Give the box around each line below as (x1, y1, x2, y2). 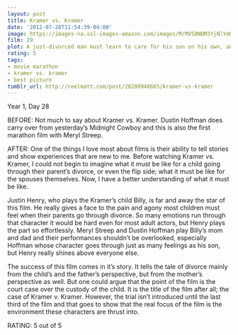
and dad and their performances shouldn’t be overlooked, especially (7, 234, 207, 242)
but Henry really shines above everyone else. (7, 249, 140, 257)
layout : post (7, 10, 46, 18)
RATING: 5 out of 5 (7, 322, 62, 330)
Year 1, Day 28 (7, 102, 50, 110)
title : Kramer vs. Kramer (7, 17, 84, 24)
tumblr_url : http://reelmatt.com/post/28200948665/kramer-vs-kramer (7, 83, 214, 90)
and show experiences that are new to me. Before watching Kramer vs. (7, 152, 215, 161)
